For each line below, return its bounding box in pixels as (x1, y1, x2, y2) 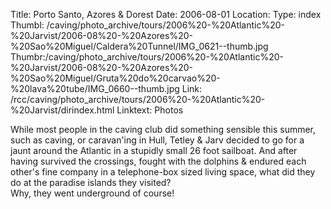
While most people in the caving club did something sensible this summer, (10, 124, 317, 135)
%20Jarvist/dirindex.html (10, 104, 115, 116)
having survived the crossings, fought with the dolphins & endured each (10, 155, 307, 167)
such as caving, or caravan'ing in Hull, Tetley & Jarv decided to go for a (10, 134, 305, 146)
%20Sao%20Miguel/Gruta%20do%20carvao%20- (10, 72, 221, 84)
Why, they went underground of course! (10, 187, 175, 199)
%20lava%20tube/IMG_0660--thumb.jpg (10, 83, 180, 94)
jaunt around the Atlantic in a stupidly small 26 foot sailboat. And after (10, 145, 298, 156)
